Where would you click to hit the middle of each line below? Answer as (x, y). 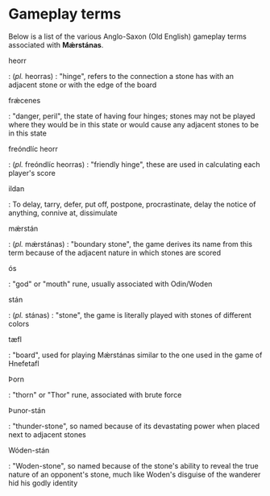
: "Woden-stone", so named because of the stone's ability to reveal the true (134, 465)
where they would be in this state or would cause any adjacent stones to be (134, 124)
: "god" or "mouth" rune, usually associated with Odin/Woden (110, 284)
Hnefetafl (24, 363)
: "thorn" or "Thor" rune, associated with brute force (95, 394)
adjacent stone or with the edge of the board (83, 85)
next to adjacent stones (48, 434)
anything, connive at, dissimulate (63, 213)
